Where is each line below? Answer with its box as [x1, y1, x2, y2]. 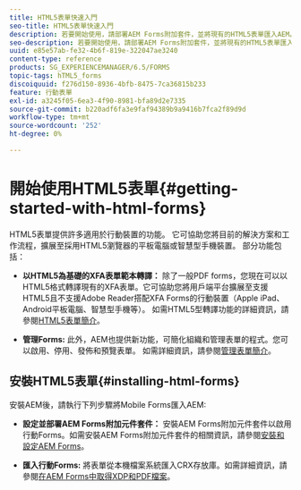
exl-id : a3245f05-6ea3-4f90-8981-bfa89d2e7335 [9, 96, 186, 106]
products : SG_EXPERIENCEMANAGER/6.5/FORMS [9, 63, 170, 72]
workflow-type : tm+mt [9, 113, 90, 122]
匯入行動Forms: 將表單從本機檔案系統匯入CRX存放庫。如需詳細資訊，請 [21, 460, 288, 470]
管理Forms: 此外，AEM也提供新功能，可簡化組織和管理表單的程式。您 [21, 334, 280, 344]
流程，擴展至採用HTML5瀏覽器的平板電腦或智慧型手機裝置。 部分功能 [16, 240, 275, 250]
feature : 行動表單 [9, 88, 73, 97]
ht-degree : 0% [9, 130, 63, 139]
